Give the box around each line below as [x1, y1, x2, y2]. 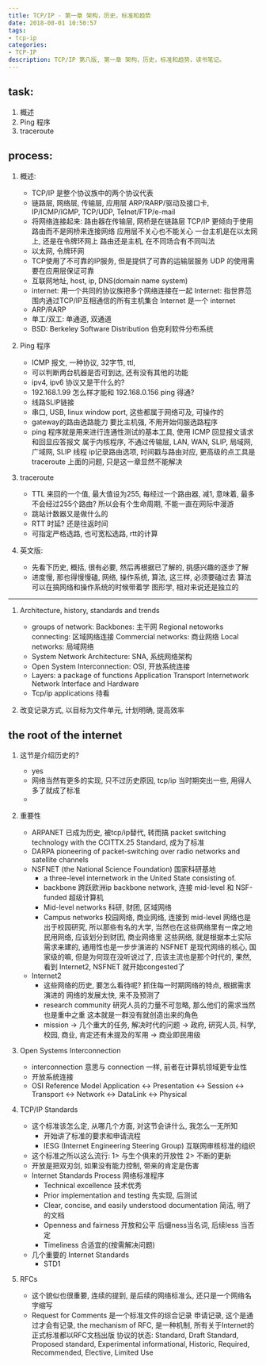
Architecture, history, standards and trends [19, 605, 160, 615]
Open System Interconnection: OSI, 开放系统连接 [31, 661, 191, 671]
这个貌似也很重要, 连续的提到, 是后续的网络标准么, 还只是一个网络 [31, 1290, 245, 1301]
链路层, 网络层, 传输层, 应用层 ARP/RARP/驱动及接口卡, [31, 197, 210, 207]
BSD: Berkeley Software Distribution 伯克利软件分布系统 [31, 324, 214, 333]
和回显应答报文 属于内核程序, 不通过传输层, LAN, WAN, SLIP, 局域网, [31, 437, 253, 447]
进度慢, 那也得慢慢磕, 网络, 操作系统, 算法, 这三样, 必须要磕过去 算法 [31, 572, 252, 581]
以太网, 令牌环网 [31, 246, 85, 255]
